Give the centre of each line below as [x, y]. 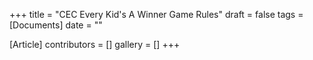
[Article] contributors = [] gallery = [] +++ [95, 44]
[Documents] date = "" [56, 25]
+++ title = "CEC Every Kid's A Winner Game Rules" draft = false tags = [156, 14]
